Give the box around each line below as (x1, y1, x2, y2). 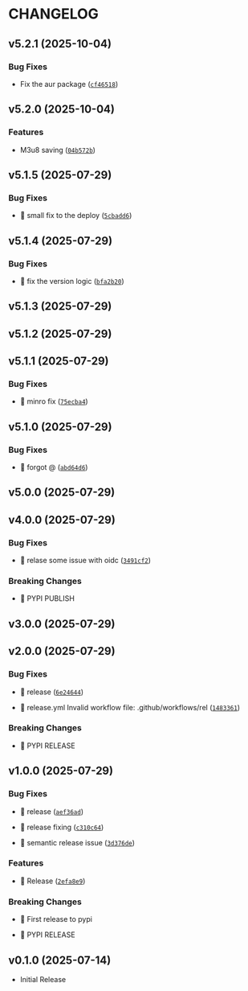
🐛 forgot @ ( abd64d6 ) (19, 463, 88, 472)
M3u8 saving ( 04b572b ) (19, 145, 96, 154)
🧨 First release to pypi (19, 915, 92, 924)
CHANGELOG (8, 5, 99, 23)
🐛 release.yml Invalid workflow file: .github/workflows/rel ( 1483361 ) (19, 702, 241, 712)
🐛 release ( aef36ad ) (19, 806, 84, 816)
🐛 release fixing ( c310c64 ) (19, 822, 104, 832)
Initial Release (19, 974, 67, 984)
